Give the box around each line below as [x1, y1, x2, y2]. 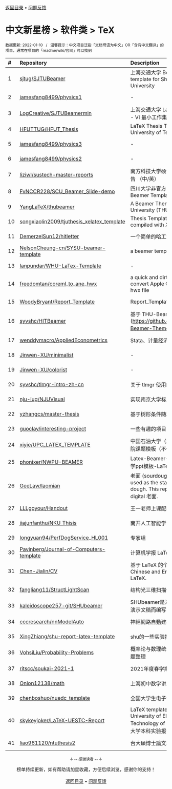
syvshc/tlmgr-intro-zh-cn [19, 381, 84, 388]
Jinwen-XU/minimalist [19, 351, 74, 358]
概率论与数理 [130, 645, 161, 653]
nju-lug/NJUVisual [19, 396, 65, 403]
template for [130, 75, 160, 83]
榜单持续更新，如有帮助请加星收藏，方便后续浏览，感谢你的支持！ [16, 766, 156, 772]
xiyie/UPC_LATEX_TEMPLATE [19, 441, 91, 448]
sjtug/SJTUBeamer [19, 75, 66, 82]
